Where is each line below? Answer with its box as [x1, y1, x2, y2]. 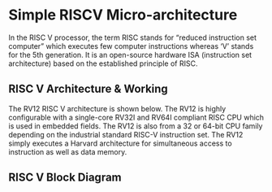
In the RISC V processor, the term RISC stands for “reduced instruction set [8, 33, 257, 42]
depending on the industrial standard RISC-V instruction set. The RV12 [8, 129, 244, 139]
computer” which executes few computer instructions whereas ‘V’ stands [8, 41, 254, 50]
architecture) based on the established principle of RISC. [8, 59, 198, 68]
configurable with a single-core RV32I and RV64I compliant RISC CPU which [8, 112, 265, 122]
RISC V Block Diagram [8, 171, 122, 185]
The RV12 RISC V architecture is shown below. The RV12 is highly [8, 103, 227, 113]
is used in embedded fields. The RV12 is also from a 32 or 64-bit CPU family [8, 120, 263, 131]
